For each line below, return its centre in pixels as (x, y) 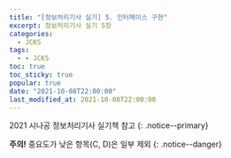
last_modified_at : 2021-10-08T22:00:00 (83, 99)
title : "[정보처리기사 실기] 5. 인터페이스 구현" (89, 17)
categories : (31, 34)
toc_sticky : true (41, 75)
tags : (19, 50)
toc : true (27, 67)
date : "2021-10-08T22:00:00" (63, 91)
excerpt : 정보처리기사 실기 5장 (61, 26)
